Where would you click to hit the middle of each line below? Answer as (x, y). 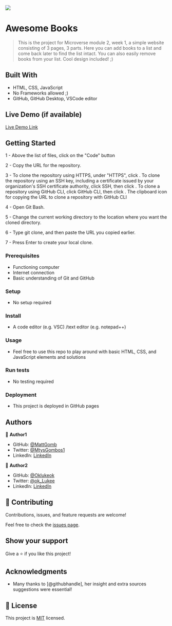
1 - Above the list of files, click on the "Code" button (60, 155)
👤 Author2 (17, 465)
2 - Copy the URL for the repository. (43, 165)
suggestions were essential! (42, 590)
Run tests (17, 370)
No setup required (32, 302)
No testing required (33, 381)
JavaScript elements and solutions (49, 357)
